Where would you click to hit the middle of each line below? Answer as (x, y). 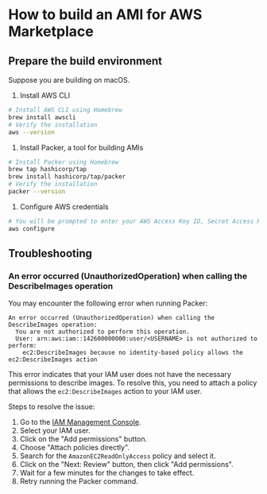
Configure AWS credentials (64, 206)
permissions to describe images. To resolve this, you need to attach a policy (133, 383)
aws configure (32, 228)
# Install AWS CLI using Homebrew (66, 110)
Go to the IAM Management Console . (80, 422)
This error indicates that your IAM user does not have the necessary (120, 375)
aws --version (32, 132)
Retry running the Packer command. (79, 481)
